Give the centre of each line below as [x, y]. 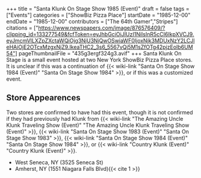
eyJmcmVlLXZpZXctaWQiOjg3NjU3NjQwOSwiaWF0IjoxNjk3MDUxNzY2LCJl [100, 41]
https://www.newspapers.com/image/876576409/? [102, 28]
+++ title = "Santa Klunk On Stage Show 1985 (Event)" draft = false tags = [98, 9]
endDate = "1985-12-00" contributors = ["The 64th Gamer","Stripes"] [92, 21]
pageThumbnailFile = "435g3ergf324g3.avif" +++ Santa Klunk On [100, 53]
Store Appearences [43, 98]
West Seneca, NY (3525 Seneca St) [59, 162]
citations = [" [22, 28]
